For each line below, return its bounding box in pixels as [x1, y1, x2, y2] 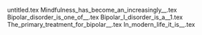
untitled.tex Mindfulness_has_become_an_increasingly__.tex [7, 6, 177, 14]
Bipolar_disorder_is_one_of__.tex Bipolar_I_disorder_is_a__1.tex [7, 13, 183, 21]
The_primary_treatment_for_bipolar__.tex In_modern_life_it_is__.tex [7, 21, 195, 28]
